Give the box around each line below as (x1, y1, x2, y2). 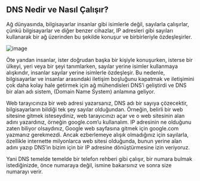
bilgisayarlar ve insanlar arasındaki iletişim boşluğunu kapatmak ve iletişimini (6, 75, 195, 82)
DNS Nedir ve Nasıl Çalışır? (6, 5, 109, 15)
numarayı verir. (6, 168, 43, 175)
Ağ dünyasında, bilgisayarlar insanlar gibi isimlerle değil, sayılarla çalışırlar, (6, 20, 189, 27)
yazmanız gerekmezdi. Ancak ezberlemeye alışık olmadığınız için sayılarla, (6, 131, 189, 138)
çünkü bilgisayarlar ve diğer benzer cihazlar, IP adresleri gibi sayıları (6, 27, 174, 34)
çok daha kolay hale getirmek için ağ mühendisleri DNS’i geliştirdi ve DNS (6, 82, 187, 89)
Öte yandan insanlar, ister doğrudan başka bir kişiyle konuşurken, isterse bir (6, 56, 193, 63)
